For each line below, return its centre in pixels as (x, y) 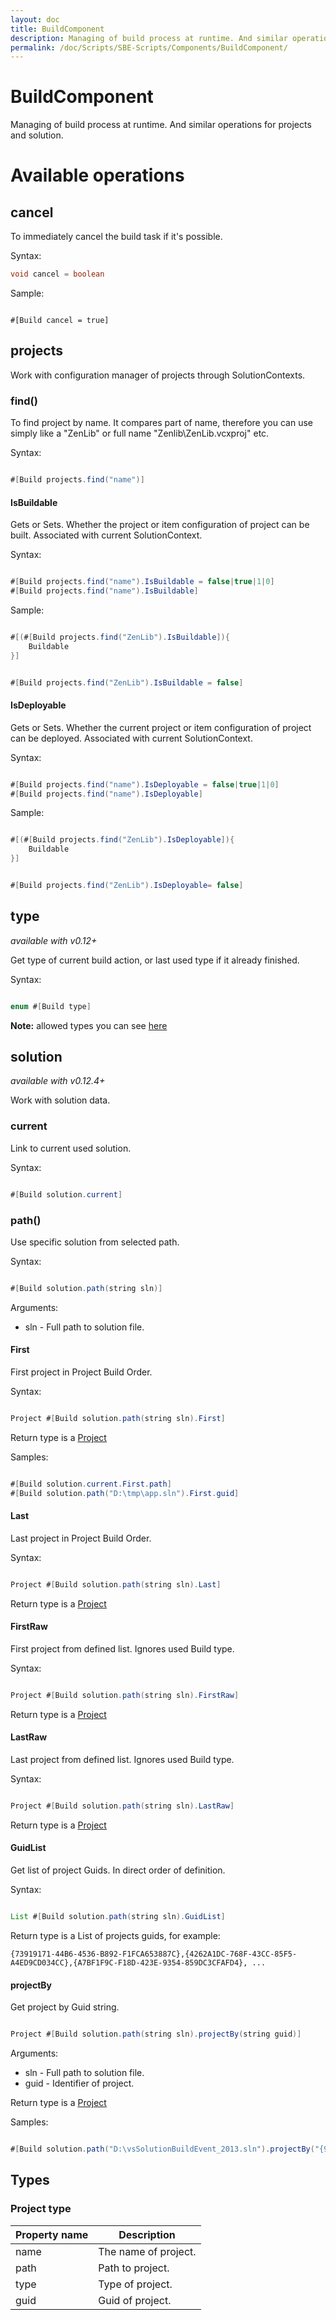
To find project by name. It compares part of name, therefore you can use (161, 423)
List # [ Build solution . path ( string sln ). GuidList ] (118, 1917)
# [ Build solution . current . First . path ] (91, 1484)
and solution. (37, 135)
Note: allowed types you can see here (89, 1025)
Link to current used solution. (71, 1148)
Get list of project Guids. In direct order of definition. (118, 1870)
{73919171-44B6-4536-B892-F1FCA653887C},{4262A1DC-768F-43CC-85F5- (154, 1954)
